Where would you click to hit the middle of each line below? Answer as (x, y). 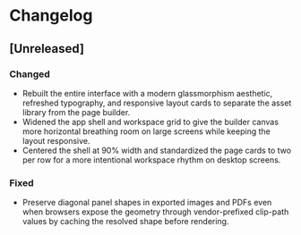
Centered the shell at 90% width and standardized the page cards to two (157, 150)
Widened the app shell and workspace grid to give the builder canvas (150, 122)
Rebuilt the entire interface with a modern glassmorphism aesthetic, (147, 93)
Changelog (51, 16)
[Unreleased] (47, 49)
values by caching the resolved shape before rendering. (125, 222)
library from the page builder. (76, 112)
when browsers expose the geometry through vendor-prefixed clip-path (155, 212)
